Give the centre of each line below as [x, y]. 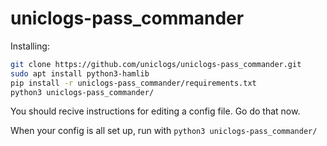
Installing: [30, 46]
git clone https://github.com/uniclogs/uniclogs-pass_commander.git [156, 64]
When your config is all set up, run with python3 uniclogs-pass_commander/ [164, 131]
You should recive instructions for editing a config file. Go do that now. [155, 111]
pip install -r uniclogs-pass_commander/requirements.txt [133, 83]
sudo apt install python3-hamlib [80, 73]
